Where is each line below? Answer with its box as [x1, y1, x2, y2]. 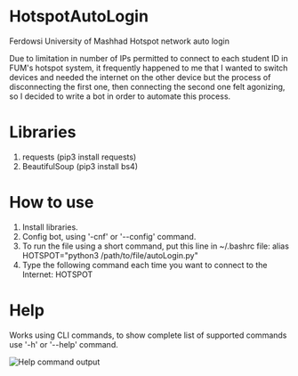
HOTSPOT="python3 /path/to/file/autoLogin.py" [21, 249, 198, 260]
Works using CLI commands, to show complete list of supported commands [9, 330, 287, 340]
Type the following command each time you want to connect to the [21, 259, 268, 270]
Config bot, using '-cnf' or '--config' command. [21, 231, 197, 241]
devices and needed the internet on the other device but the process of [9, 71, 271, 82]
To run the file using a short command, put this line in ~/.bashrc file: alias [21, 241, 289, 251]
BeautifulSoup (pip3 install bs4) [21, 160, 139, 171]
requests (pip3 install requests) [21, 151, 137, 162]
